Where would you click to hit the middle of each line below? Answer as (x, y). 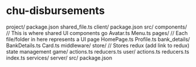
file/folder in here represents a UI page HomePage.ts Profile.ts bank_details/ (98, 39)
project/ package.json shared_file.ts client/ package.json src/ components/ (97, 27)
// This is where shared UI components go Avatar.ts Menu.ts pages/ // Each (97, 33)
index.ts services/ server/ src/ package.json (59, 58)
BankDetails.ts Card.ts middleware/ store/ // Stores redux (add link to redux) (98, 45)
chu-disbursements (55, 11)
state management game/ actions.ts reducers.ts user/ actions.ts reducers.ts (98, 51)
